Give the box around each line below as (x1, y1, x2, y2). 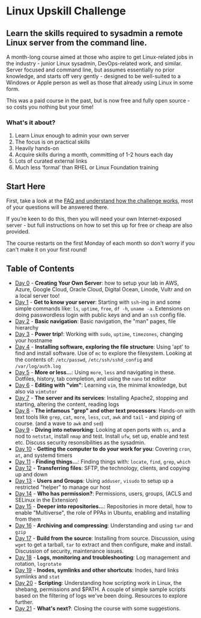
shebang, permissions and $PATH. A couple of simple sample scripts (14, 586, 186, 593)
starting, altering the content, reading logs (14, 401, 119, 408)
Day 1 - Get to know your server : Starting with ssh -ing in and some (14, 298, 181, 306)
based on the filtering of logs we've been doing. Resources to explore (14, 592, 188, 599)
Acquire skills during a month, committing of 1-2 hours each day (14, 151, 173, 159)
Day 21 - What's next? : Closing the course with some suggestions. (14, 605, 181, 612)
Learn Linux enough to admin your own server (14, 132, 130, 139)
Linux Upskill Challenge (6, 4, 126, 18)
